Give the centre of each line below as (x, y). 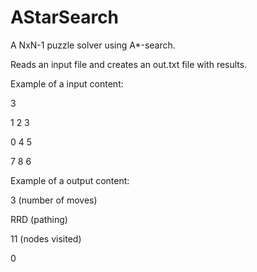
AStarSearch (65, 17)
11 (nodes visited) (46, 238)
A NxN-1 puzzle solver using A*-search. (93, 45)
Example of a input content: (67, 83)
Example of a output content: (70, 180)
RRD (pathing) (39, 219)
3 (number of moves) (54, 200)
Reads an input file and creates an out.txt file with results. (129, 64)
